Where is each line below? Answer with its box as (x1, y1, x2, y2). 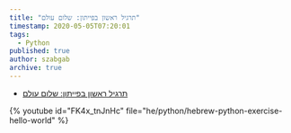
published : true (9, 47, 70, 56)
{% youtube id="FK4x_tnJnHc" (9, 105, 124, 116)
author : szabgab (9, 55, 70, 64)
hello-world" (9, 114, 56, 126)
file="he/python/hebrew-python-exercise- (125, 105, 283, 116)
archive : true (9, 64, 63, 73)
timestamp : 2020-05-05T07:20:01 (9, 22, 130, 31)
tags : (9, 30, 30, 39)
